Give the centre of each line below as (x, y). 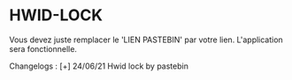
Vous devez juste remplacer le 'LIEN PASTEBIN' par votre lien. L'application (146, 40)
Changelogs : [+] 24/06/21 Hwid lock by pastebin (99, 66)
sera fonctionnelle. (43, 48)
